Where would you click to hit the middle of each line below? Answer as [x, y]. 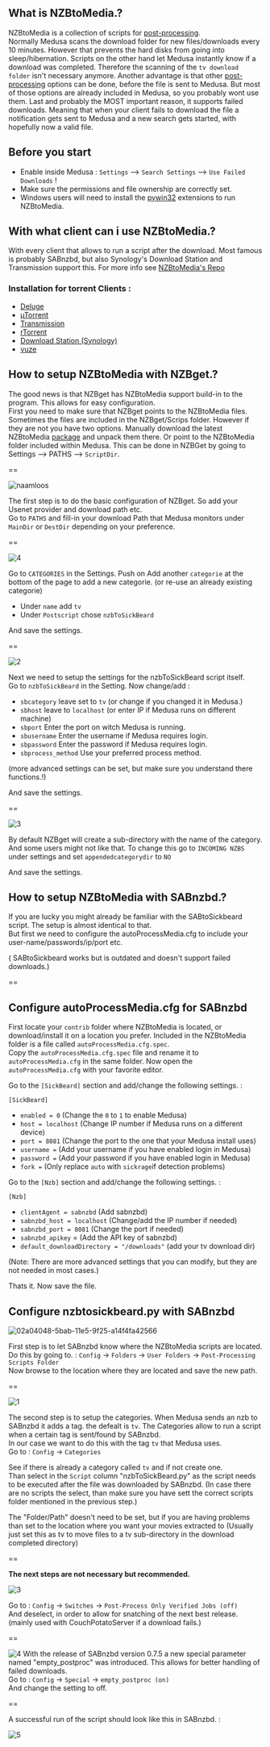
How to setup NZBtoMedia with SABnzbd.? [118, 897]
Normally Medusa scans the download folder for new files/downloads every [134, 41]
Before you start [50, 152]
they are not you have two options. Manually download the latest [116, 428]
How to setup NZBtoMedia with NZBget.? [113, 374]
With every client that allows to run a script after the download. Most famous [135, 251]
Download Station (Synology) [69, 340]
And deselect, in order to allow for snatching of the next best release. [123, 1614]
